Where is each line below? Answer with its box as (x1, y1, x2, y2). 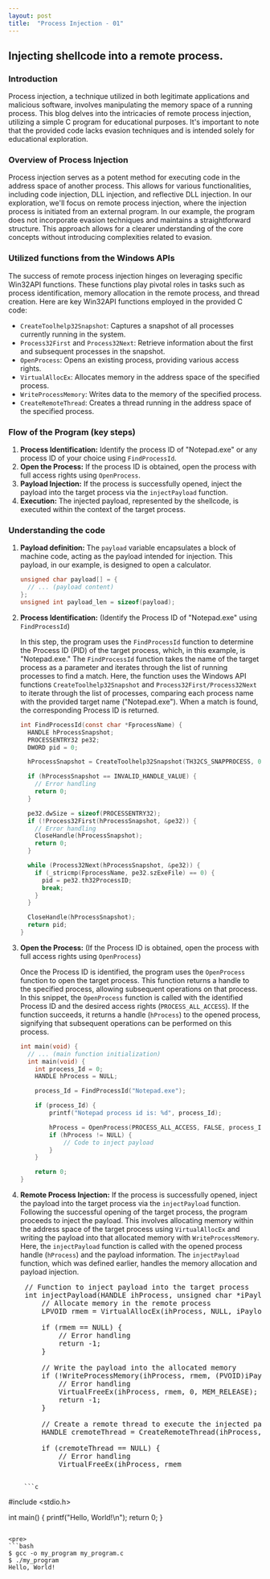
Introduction (8, 73, 58, 85)
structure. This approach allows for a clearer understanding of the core (8, 224, 243, 234)
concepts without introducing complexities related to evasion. (8, 233, 213, 242)
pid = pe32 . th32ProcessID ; (41, 876, 133, 884)
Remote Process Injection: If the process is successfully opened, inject (19, 1190, 258, 1200)
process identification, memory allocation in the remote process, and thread (8, 287, 260, 298)
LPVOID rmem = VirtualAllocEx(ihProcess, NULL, (41, 1307, 233, 1316)
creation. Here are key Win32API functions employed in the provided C (8, 296, 243, 306)
